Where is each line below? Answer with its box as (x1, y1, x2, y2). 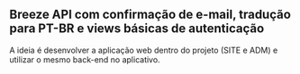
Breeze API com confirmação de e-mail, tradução (9, 7, 291, 22)
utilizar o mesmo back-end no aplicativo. (9, 53, 160, 65)
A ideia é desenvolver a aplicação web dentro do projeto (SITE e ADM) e (9, 45, 278, 55)
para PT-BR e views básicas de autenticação (9, 21, 265, 37)
